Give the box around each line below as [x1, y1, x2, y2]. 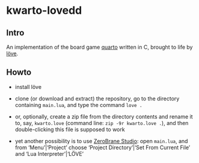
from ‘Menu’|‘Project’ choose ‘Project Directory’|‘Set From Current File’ [14, 144, 191, 151]
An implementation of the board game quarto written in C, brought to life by [6, 43, 193, 51]
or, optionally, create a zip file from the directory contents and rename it [14, 112, 194, 120]
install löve [14, 83, 42, 90]
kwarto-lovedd [6, 4, 82, 17]
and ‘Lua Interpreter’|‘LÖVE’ [14, 150, 84, 157]
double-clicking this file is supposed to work [14, 126, 125, 133]
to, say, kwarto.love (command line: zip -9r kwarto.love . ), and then [14, 119, 189, 126]
